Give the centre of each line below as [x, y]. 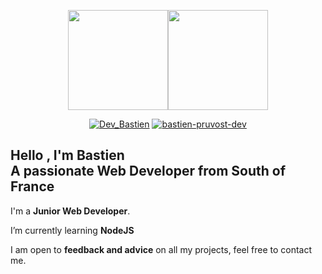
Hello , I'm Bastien [67, 155]
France [32, 186]
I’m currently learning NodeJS [72, 230]
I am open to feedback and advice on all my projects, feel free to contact [161, 249]
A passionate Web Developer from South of [148, 171]
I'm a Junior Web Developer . [70, 211]
